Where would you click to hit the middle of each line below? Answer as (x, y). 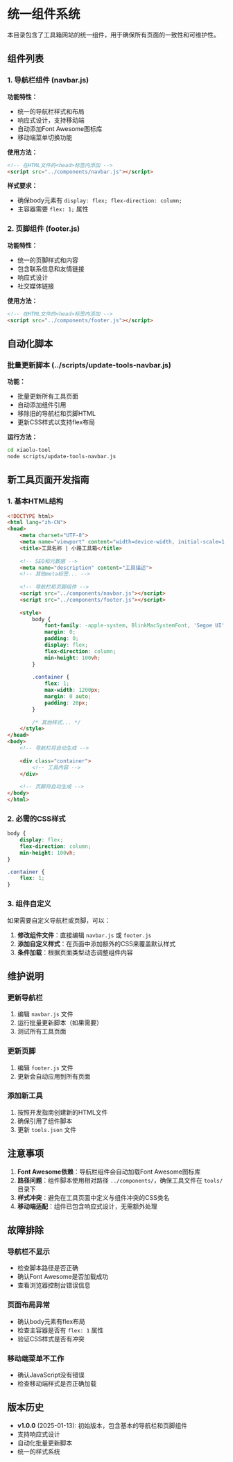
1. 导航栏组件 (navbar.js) (48, 80)
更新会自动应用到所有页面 (54, 1076)
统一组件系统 (44, 14)
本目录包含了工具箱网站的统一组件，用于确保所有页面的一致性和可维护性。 (113, 35)
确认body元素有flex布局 (51, 1321)
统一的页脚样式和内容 (48, 260)
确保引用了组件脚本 (45, 1121)
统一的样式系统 (38, 1451)
